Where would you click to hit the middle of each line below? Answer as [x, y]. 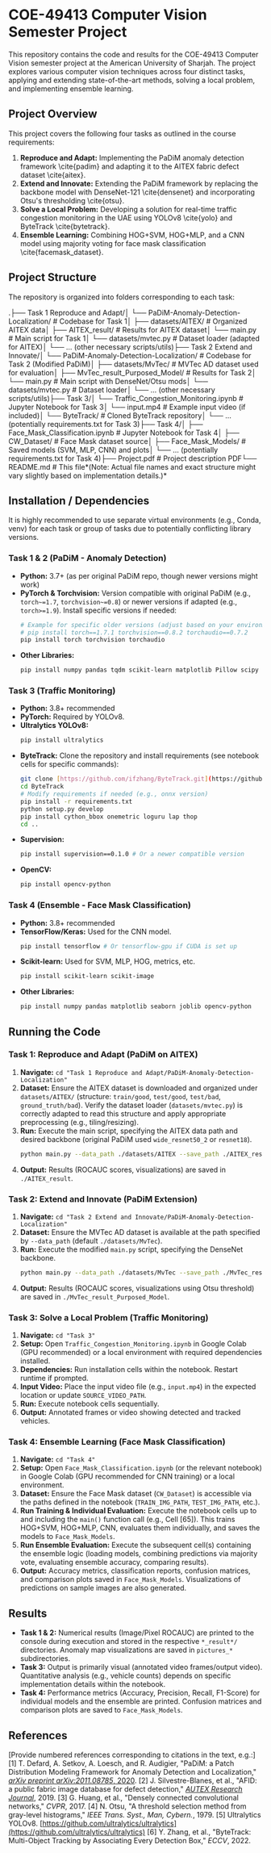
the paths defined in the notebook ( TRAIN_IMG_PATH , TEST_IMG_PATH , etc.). [140, 1502]
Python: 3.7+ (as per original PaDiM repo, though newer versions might [139, 575]
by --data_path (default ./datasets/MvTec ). [91, 1241]
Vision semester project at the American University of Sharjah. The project [132, 63]
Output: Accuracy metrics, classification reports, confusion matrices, [135, 1571]
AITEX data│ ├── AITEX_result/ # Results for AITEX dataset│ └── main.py [132, 329]
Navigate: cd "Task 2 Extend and [75, 1217]
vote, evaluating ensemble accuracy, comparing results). [114, 1562]
